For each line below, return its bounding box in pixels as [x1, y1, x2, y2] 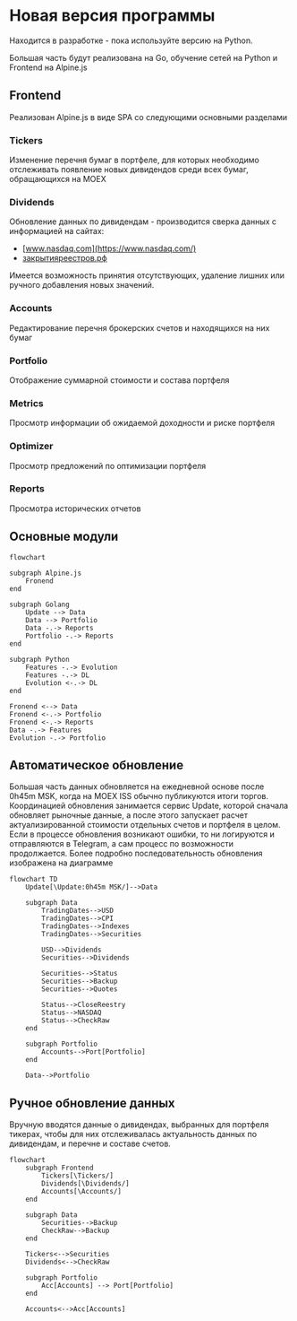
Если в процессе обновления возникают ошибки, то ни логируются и [9, 829, 275, 839]
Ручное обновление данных [9, 1095, 176, 1110]
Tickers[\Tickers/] [41, 1171, 115, 1180]
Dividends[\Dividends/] [41, 1179, 130, 1188]
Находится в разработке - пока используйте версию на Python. [9, 35, 253, 46]
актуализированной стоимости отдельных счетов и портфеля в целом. [9, 820, 281, 830]
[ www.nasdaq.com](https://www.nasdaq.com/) [21, 243, 197, 254]
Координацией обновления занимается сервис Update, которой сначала [9, 800, 289, 812]
